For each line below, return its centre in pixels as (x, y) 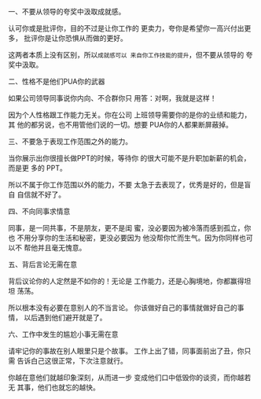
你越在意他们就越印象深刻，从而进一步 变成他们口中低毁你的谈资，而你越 (126, 377)
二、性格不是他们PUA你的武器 (57, 81)
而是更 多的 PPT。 (37, 168)
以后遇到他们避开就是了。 (65, 318)
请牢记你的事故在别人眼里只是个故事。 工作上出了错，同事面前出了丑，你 (126, 351)
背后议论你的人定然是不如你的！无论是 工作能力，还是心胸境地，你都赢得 (126, 281)
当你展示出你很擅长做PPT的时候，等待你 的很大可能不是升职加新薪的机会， (129, 158)
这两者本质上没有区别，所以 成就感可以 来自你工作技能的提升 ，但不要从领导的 (126, 55)
